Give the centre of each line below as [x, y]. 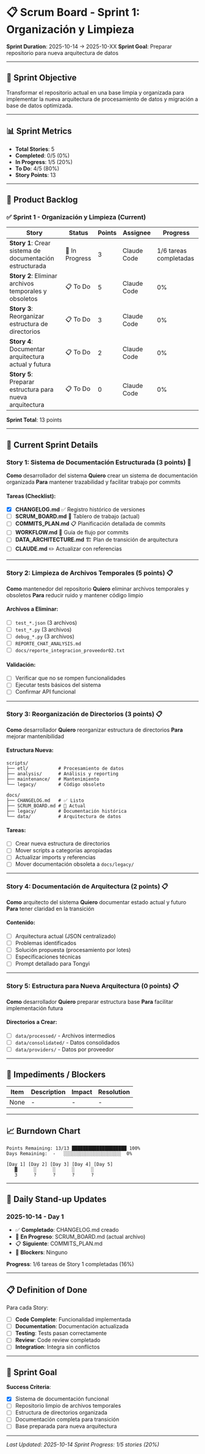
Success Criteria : [29, 1387]
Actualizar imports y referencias [55, 857]
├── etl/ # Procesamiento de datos [65, 769]
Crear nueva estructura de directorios [63, 844]
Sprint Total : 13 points [34, 420]
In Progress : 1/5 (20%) [44, 162]
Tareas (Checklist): [31, 496]
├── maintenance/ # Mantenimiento [53, 779]
